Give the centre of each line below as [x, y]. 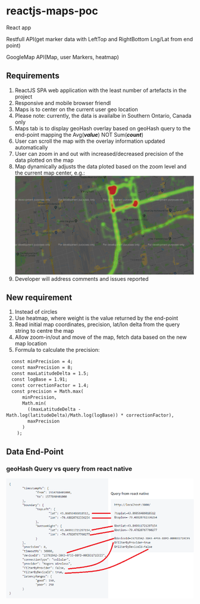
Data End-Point [35, 451]
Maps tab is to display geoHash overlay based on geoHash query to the [103, 128]
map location [31, 344]
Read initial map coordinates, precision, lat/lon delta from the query [97, 324]
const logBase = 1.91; [40, 380]
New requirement [39, 297]
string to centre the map [44, 331]
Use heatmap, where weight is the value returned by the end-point [96, 318]
